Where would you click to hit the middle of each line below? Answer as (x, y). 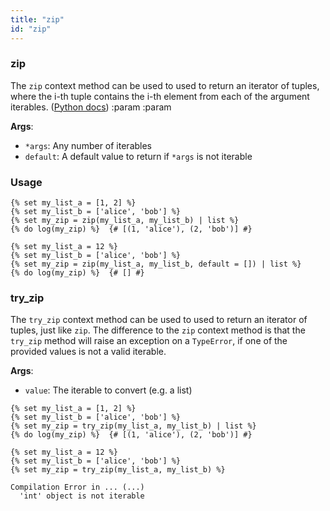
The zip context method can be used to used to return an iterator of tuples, (165, 85)
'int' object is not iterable (82, 496)
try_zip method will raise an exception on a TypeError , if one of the (149, 341)
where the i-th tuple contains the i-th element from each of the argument (160, 96)
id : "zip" (31, 29)
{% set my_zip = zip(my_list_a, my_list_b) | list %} (125, 221)
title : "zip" (37, 19)
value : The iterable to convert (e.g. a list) (108, 390)
